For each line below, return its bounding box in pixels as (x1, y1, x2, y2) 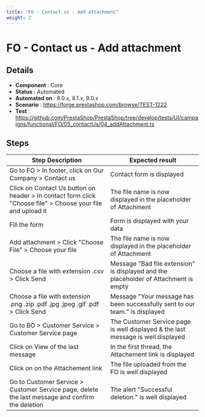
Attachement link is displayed (110, 350, 195, 359)
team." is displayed (110, 308, 165, 316)
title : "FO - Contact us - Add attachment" (6, 9, 119, 15)
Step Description (31, 156, 82, 165)
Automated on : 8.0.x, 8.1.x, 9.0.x (15, 94, 99, 101)
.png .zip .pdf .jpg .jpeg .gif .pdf (9, 300, 99, 308)
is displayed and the (110, 267, 168, 275)
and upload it (9, 207, 47, 216)
